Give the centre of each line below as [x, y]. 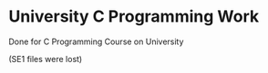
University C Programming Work [134, 17]
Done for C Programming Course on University [96, 41]
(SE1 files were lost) [46, 59]
